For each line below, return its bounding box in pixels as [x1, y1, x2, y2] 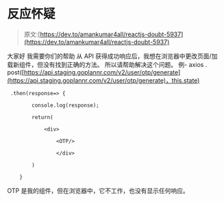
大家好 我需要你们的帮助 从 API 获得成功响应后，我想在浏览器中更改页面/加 [7, 52, 218, 60]
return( [32, 113, 53, 120]
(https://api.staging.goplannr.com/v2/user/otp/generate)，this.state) [7, 76, 200, 84]
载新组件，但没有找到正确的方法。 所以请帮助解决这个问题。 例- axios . [7, 60, 208, 68]
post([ [7, 68, 25, 76]
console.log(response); [32, 102, 99, 109]
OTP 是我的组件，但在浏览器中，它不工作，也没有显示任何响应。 [7, 186, 190, 195]
